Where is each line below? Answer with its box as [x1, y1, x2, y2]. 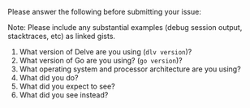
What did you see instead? [19, 90, 109, 100]
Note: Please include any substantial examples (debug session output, [7, 23, 243, 32]
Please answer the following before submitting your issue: [7, 7, 202, 16]
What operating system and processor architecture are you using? [19, 64, 241, 74]
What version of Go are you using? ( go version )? [19, 56, 183, 65]
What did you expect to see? [19, 81, 115, 91]
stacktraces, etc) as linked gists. [7, 32, 115, 41]
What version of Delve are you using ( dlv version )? [19, 47, 192, 56]
